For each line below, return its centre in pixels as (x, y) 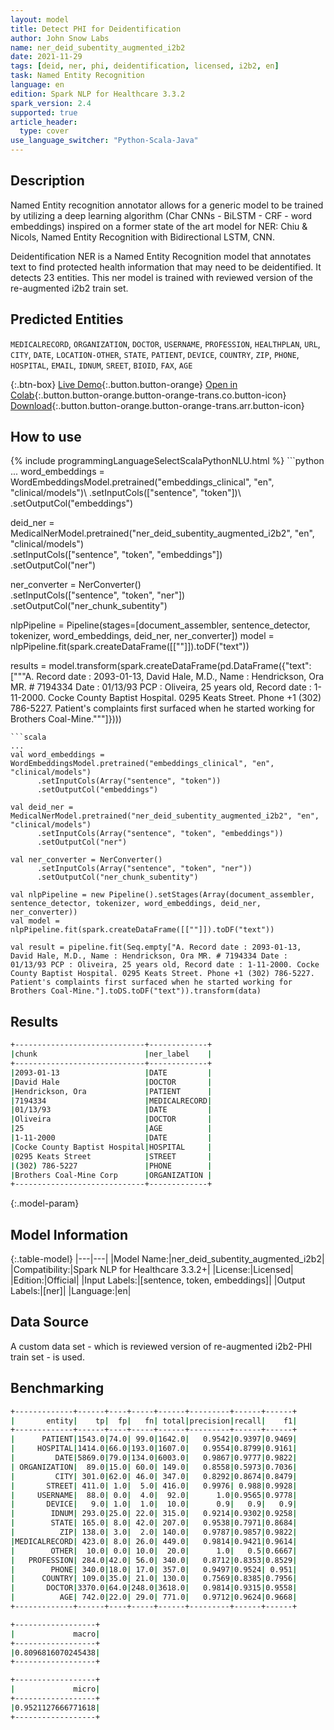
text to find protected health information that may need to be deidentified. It (166, 267)
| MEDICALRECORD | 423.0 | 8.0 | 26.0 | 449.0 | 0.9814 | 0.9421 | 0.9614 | (154, 1541)
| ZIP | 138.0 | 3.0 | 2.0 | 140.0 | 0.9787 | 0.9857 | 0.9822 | (154, 1532)
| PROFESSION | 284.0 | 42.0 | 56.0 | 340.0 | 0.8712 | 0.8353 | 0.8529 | (154, 1560)
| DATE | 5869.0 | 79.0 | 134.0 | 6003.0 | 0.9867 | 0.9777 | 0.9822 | (154, 1458)
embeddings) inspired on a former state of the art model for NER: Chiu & (159, 226)
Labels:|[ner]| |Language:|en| (71, 1291)
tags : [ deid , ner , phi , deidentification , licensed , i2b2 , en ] (145, 66)
